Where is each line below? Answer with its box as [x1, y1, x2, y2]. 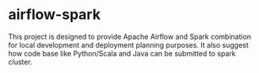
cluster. [8, 57, 33, 67]
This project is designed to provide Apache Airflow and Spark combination [8, 32, 252, 41]
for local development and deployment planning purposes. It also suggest [8, 40, 249, 49]
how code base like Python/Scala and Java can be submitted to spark [8, 48, 236, 58]
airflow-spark [8, 6, 101, 24]
